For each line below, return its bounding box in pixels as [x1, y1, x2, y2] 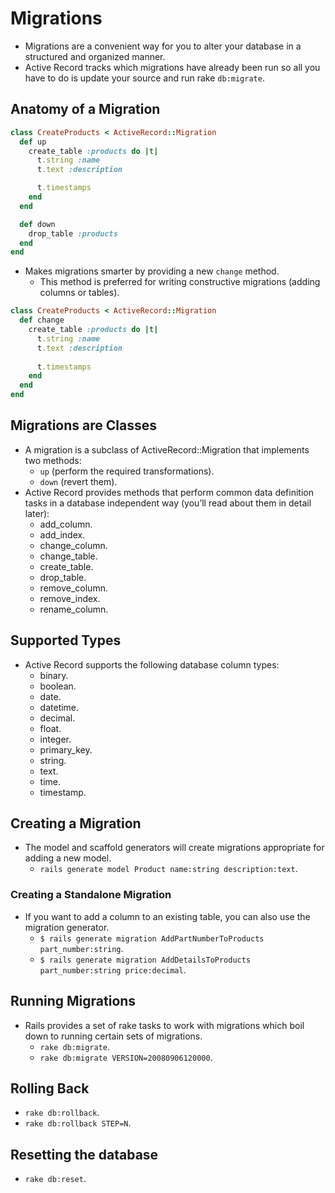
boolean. [39, 680, 77, 692]
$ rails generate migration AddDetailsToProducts [39, 955, 252, 965]
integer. [39, 733, 72, 745]
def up [19, 137, 47, 147]
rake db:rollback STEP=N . [24, 1117, 132, 1129]
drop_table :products [28, 228, 118, 239]
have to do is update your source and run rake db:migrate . [24, 72, 265, 84]
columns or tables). [39, 287, 120, 299]
